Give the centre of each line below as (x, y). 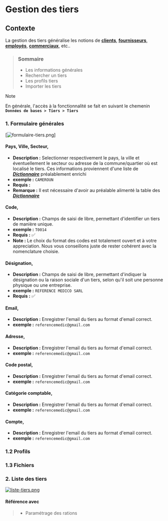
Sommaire (31, 59)
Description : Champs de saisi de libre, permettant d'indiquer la (79, 275)
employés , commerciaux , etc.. (38, 46)
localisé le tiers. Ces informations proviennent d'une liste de (75, 169)
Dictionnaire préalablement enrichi (49, 174)
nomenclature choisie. (36, 251)
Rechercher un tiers (46, 75)
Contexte (20, 28)
